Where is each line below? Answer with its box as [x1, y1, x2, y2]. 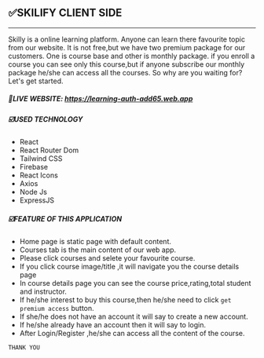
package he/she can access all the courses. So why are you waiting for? [8, 68, 243, 77]
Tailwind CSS [19, 154, 63, 163]
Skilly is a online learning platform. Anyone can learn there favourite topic [8, 35, 246, 44]
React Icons [19, 170, 59, 180]
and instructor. [19, 287, 67, 297]
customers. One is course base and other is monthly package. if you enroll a [8, 51, 255, 60]
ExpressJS [19, 195, 55, 205]
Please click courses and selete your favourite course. [19, 254, 196, 263]
